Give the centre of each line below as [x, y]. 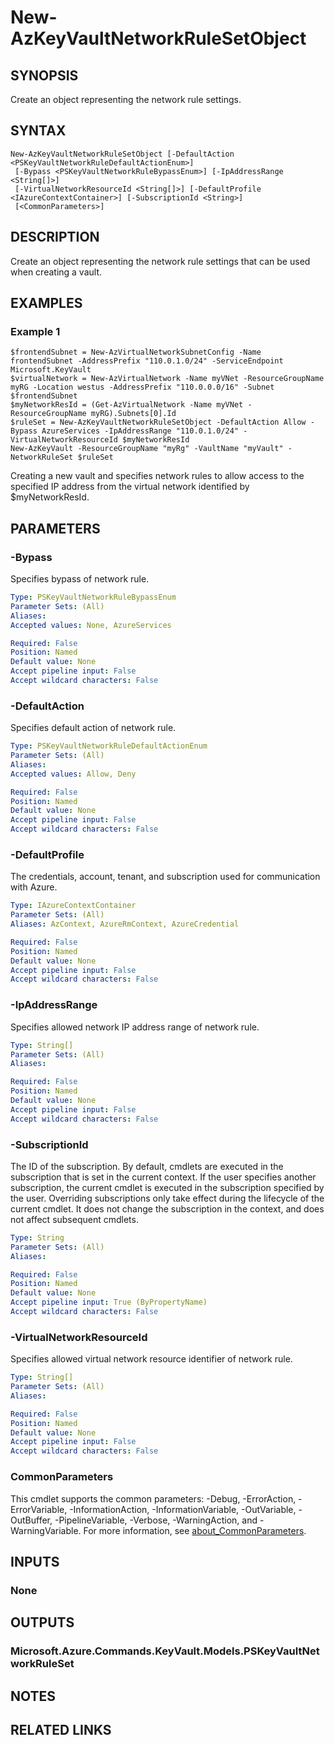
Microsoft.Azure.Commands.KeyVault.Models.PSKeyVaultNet [165, 1651]
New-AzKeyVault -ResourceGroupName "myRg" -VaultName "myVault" [147, 449]
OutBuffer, [31, 1520]
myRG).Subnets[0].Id [133, 414]
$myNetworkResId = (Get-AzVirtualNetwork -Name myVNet [127, 405]
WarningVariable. [46, 1530]
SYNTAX [38, 131]
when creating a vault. [56, 272]
